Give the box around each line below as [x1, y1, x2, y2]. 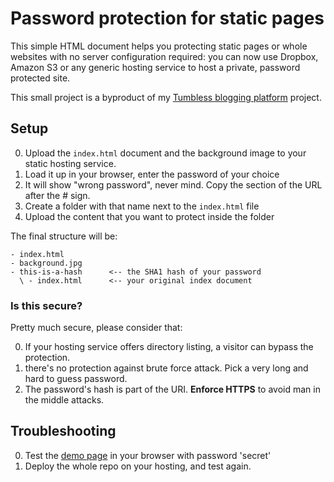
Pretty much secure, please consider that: [10, 322, 183, 334]
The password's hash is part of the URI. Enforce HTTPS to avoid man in [24, 383, 321, 396]
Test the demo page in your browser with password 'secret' [24, 449, 272, 461]
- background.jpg [10, 258, 83, 268]
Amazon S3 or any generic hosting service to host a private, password [10, 61, 301, 73]
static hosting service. [24, 157, 117, 169]
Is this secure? [10, 298, 83, 312]
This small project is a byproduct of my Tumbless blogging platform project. [10, 91, 322, 103]
